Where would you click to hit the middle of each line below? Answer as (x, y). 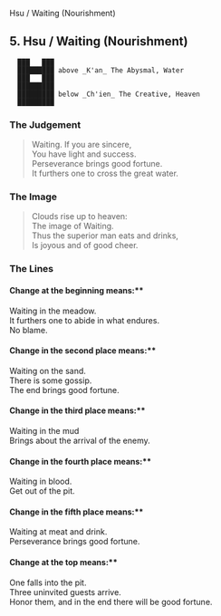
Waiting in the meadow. (53, 311)
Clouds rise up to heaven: (80, 217)
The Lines (32, 269)
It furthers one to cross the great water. (105, 173)
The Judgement (45, 124)
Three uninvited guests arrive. (66, 592)
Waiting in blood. (41, 481)
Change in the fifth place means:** (77, 512)
